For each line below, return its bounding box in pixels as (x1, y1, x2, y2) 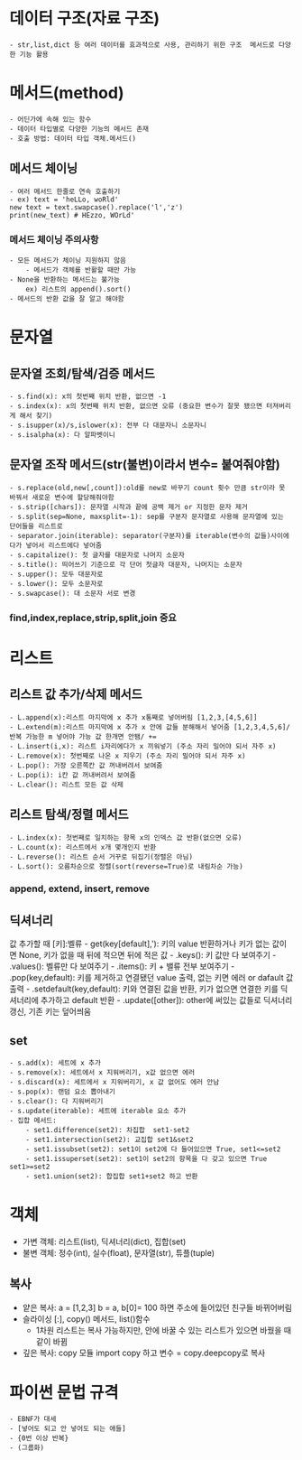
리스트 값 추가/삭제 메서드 (9, 687, 142, 702)
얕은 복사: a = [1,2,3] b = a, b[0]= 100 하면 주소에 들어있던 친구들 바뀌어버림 (22, 1302, 293, 1313)
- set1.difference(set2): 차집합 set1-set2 (25, 1126, 190, 1135)
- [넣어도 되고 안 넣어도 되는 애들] (9, 1424, 126, 1433)
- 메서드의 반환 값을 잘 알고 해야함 (9, 294, 124, 303)
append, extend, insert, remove (9, 882, 151, 895)
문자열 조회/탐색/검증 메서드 (9, 366, 156, 381)
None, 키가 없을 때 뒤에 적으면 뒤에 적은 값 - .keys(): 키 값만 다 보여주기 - (18, 950, 277, 961)
